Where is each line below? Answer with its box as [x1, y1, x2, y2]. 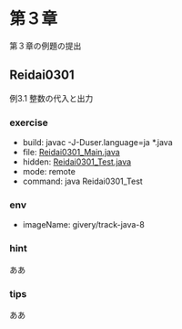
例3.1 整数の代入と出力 [9, 92, 94, 103]
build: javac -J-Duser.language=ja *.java [22, 137, 173, 148]
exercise [9, 116, 48, 129]
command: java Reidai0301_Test [22, 175, 143, 187]
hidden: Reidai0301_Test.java [22, 156, 132, 167]
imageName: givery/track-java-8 [22, 219, 146, 230]
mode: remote [22, 166, 76, 177]
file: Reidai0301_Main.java [22, 147, 120, 158]
